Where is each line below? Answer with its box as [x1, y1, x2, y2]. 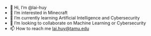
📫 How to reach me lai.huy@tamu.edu [9, 26, 89, 31]
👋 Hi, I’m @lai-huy [9, 5, 47, 10]
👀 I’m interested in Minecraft [9, 10, 68, 16]
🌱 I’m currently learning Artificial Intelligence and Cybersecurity [9, 15, 140, 20]
